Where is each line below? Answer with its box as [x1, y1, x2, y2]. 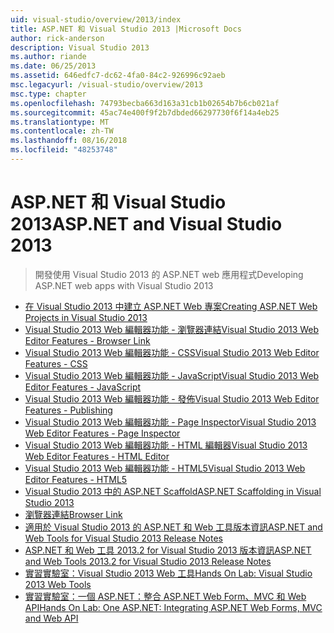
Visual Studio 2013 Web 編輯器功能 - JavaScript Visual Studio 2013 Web [24, 369, 320, 381]
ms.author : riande [10, 52, 87, 62]
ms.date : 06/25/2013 [10, 61, 97, 71]
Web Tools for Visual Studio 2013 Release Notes [24, 532, 224, 544]
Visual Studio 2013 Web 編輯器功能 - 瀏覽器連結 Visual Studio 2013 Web [24, 323, 320, 335]
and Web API [24, 612, 79, 624]
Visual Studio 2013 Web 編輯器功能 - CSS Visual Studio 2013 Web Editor [24, 346, 320, 358]
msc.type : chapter [10, 89, 87, 99]
